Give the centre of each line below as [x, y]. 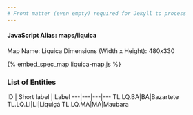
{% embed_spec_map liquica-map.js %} [64, 64]
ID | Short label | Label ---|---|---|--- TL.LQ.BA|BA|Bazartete [93, 97]
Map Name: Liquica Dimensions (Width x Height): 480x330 [91, 51]
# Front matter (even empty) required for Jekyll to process [97, 13]
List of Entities [32, 82]
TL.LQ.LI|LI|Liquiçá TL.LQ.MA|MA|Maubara [68, 105]
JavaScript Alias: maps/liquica [52, 36]
